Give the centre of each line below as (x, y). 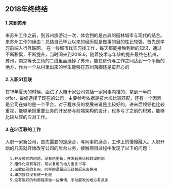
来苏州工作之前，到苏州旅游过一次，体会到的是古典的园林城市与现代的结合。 (85, 35)
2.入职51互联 (19, 80)
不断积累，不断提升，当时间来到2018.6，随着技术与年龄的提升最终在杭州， (83, 54)
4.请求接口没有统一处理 (31, 175)
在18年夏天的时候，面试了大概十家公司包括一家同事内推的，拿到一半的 (78, 91)
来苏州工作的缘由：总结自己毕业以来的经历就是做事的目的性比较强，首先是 (83, 42)
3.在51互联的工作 (23, 129)
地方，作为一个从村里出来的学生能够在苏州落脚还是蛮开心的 (67, 67)
